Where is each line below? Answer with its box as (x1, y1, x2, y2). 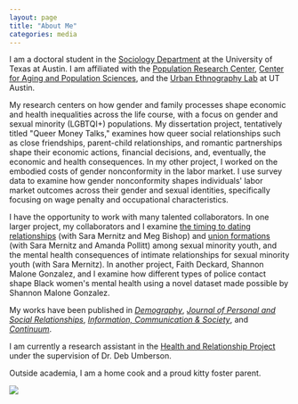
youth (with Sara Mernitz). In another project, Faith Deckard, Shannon (9, 260, 264, 270)
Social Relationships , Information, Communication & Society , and (9, 314, 249, 326)
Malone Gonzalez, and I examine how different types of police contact (9, 268, 267, 279)
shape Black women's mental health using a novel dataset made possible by (9, 278, 289, 289)
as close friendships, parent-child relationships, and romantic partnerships (9, 137, 283, 148)
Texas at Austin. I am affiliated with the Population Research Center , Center (9, 63, 285, 74)
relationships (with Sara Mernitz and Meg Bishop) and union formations (9, 231, 270, 242)
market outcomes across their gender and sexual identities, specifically (9, 185, 271, 196)
